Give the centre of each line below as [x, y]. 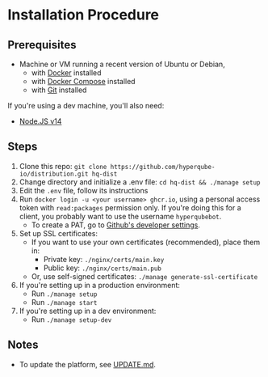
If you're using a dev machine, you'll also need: [86, 106]
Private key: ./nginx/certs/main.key [104, 259]
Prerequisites [42, 45]
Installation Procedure [83, 15]
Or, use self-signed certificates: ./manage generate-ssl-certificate [144, 276]
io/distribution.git [54, 174]
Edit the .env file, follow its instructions [84, 190]
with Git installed [59, 90]
